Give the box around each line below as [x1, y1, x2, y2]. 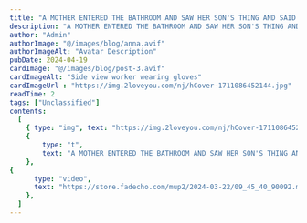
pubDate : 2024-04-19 [9, 56, 89, 65]
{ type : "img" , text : [26, 124, 108, 133]
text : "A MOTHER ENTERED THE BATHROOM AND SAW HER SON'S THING [42, 148, 288, 157]
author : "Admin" [9, 30, 71, 39]
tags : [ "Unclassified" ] [9, 97, 101, 107]
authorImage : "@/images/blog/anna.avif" [9, 38, 166, 48]
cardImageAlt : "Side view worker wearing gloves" [9, 73, 203, 82]
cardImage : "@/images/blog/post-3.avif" [9, 65, 166, 74]
